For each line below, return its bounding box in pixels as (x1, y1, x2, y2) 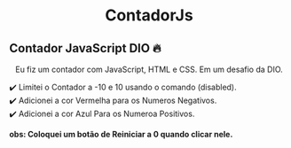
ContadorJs (105, 5, 193, 26)
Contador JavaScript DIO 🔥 (9, 41, 161, 56)
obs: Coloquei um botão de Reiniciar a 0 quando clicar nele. (9, 129, 233, 139)
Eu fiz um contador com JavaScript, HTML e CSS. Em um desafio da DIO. (14, 64, 284, 74)
